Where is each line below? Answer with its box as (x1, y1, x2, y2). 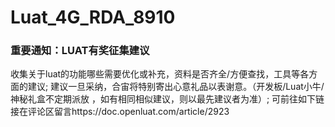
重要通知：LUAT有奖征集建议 (10, 44, 150, 58)
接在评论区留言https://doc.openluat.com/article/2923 (10, 106, 230, 118)
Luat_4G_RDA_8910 (10, 6, 176, 29)
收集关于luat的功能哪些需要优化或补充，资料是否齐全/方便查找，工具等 (10, 68, 301, 80)
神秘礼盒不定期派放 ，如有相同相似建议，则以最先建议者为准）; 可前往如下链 (10, 93, 325, 105)
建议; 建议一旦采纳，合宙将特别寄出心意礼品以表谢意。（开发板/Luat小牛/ (27, 81, 325, 93)
